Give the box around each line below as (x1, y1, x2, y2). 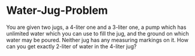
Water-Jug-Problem (6, 4, 108, 17)
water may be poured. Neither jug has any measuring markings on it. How (6, 36, 189, 43)
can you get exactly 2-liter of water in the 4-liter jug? (6, 43, 137, 50)
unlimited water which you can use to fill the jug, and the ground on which (6, 30, 189, 37)
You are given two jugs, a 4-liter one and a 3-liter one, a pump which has (6, 23, 187, 31)
